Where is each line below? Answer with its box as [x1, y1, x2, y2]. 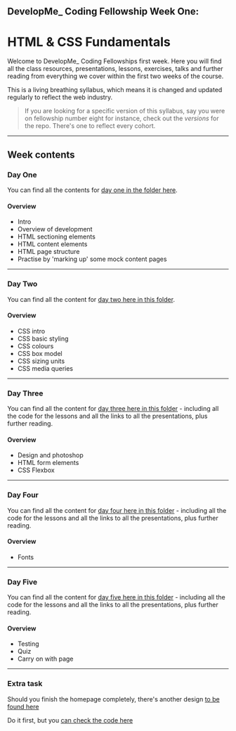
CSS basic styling [17, 334, 69, 343]
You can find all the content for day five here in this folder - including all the [7, 593, 226, 602]
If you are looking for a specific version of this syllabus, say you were [24, 107, 225, 115]
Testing [17, 640, 40, 648]
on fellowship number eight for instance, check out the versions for [24, 114, 219, 122]
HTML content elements [17, 240, 88, 248]
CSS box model [17, 349, 63, 357]
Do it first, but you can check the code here [7, 716, 133, 724]
